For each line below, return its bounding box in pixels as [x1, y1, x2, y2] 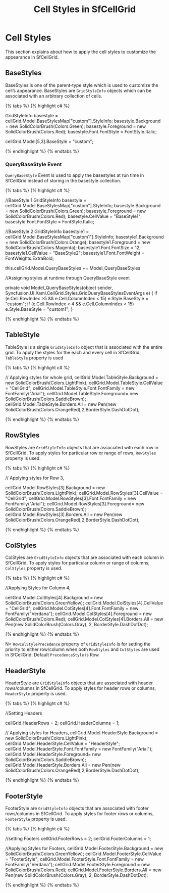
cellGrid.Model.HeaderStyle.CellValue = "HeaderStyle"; [5, 740, 120, 746]
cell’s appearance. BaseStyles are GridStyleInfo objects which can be [5, 87, 152, 93]
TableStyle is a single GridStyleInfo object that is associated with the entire [5, 344, 163, 350]
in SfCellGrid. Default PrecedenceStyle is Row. [5, 652, 100, 658]
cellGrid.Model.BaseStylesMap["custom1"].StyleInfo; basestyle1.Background [5, 234, 164, 240]
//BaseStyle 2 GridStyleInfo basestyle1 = [5, 228, 89, 234]
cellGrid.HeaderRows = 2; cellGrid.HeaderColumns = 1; [5, 720, 120, 726]
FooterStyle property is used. [5, 816, 67, 822]
